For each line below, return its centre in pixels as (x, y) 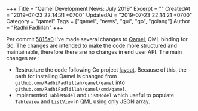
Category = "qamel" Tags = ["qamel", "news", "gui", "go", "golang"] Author (98, 21)
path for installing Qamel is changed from (66, 76)
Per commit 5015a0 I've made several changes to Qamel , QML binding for (97, 39)
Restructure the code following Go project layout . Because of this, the (100, 70)
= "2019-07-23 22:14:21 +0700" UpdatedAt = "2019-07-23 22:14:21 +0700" (99, 15)
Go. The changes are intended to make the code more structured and (92, 45)
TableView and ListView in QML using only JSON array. (83, 101)
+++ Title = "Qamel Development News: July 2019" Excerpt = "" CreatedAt (98, 9)
